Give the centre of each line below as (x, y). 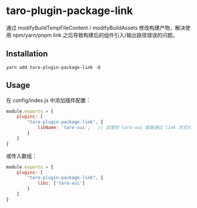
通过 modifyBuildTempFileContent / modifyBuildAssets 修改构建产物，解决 (96, 28)
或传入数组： (21, 156)
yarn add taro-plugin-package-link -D (53, 67)
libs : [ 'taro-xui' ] (61, 183)
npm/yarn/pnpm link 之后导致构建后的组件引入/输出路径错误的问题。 (95, 35)
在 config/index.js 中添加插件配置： (49, 100)
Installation (27, 54)
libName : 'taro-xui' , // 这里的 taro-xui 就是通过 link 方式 (112, 128)
